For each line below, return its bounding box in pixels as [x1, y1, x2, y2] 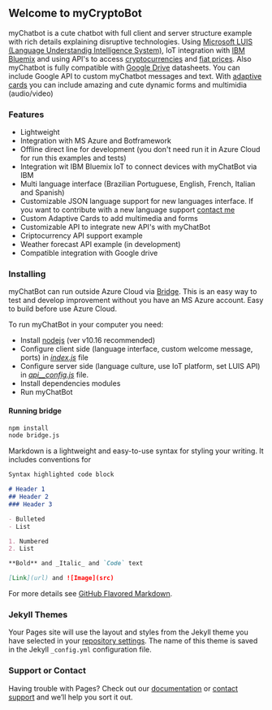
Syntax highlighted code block [8, 470, 114, 478]
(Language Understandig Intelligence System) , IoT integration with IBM [8, 45, 245, 55]
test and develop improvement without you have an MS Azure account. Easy [8, 296, 264, 305]
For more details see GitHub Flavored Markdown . [8, 589, 173, 599]
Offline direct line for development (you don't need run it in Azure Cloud [19, 145, 261, 154]
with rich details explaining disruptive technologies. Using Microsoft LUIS [8, 37, 253, 46]
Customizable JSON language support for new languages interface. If [19, 197, 254, 206]
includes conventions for [8, 455, 92, 465]
